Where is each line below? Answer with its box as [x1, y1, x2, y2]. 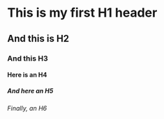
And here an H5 [7, 86, 54, 95]
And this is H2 [7, 33, 70, 45]
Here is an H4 [7, 71, 47, 79]
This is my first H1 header [7, 5, 158, 21]
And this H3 [7, 54, 49, 63]
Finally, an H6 [7, 104, 47, 113]
